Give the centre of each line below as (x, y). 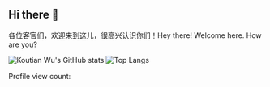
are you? (23, 44)
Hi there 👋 (34, 15)
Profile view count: (40, 76)
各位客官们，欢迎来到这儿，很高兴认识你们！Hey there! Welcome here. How (135, 35)
